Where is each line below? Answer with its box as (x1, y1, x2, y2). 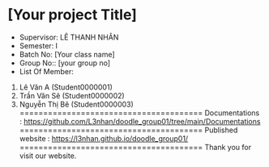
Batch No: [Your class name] (19, 49, 115, 59)
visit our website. (19, 151, 77, 161)
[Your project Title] (7, 6, 137, 24)
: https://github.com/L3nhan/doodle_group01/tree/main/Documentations (19, 116, 261, 126)
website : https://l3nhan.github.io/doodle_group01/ (19, 133, 189, 143)
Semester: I (19, 40, 58, 50)
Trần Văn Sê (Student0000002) (19, 90, 125, 100)
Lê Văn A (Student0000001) (19, 82, 113, 92)
